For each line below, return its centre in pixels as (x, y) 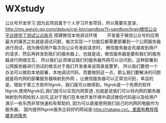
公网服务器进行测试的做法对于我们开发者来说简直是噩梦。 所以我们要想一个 (82, 66)
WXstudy (25, 9)
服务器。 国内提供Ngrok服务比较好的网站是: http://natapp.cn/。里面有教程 (80, 109)
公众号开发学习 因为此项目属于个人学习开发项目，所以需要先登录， (73, 23)
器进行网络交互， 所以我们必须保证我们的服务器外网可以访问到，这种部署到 (82, 60)
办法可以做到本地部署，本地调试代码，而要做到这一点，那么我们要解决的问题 (83, 72)
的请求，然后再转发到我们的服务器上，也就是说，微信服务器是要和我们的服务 (83, 54)
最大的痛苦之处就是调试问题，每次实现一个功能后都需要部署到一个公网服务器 (83, 41)
